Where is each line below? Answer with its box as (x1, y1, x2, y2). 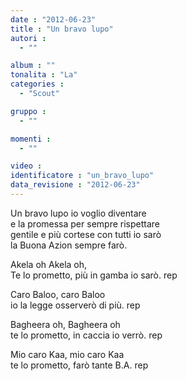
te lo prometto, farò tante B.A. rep (10, 359, 149, 371)
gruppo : (10, 106, 47, 116)
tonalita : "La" (10, 70, 78, 80)
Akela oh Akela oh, (10, 258, 88, 270)
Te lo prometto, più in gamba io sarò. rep (10, 269, 178, 281)
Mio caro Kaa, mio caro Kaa (10, 348, 125, 360)
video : (10, 161, 43, 171)
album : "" (10, 61, 56, 71)
